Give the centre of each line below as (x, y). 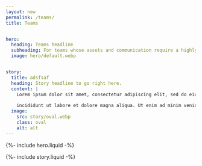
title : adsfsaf (30, 78)
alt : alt (27, 128)
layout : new (21, 12)
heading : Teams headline (42, 45)
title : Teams (22, 23)
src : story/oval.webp (43, 117)
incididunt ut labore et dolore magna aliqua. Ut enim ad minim (99, 106)
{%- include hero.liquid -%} (40, 145)
